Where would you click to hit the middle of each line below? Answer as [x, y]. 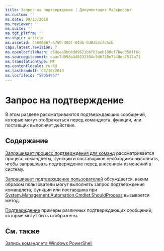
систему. [15, 169]
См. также [23, 232]
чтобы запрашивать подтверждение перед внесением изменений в [78, 164]
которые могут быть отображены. [42, 215]
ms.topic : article [24, 38]
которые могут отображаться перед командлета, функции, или [73, 119]
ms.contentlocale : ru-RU [31, 66]
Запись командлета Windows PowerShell [49, 243]
